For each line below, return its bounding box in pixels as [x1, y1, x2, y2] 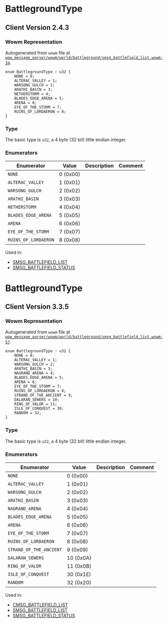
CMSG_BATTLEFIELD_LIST [12, 602, 68, 608]
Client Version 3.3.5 [5, 303, 69, 311]
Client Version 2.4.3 [5, 23, 69, 32]
